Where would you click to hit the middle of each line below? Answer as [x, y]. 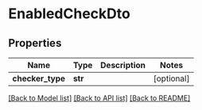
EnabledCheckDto [70, 14]
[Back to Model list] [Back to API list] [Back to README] [99, 98]
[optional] [171, 78]
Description [123, 65]
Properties [35, 43]
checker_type [39, 78]
